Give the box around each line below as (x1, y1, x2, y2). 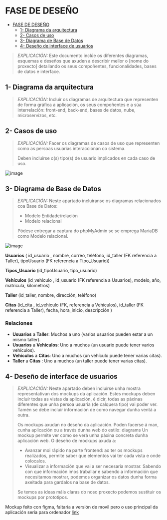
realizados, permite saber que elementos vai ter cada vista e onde (24, 453, 161, 459)
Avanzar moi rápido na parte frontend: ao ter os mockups (24, 447, 143, 453)
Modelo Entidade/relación (24, 213, 78, 219)
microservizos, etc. (17, 112, 57, 118)
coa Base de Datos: (17, 203, 58, 209)
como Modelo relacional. (17, 233, 69, 239)
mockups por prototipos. (17, 494, 68, 500)
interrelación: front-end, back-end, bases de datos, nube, (17, 107, 136, 113)
